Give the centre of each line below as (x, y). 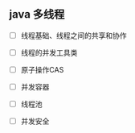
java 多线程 (37, 15)
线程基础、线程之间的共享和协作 (74, 35)
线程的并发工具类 (49, 52)
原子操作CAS (42, 69)
